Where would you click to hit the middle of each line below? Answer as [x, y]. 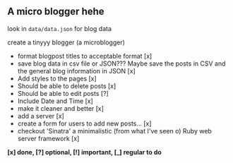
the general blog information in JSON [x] [76, 71]
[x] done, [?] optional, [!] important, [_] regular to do [85, 152]
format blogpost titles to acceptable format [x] [85, 56]
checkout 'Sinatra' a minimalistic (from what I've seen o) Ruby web [114, 131]
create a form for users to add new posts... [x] [84, 123]
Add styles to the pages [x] [57, 78]
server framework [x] [48, 138]
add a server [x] [41, 116]
